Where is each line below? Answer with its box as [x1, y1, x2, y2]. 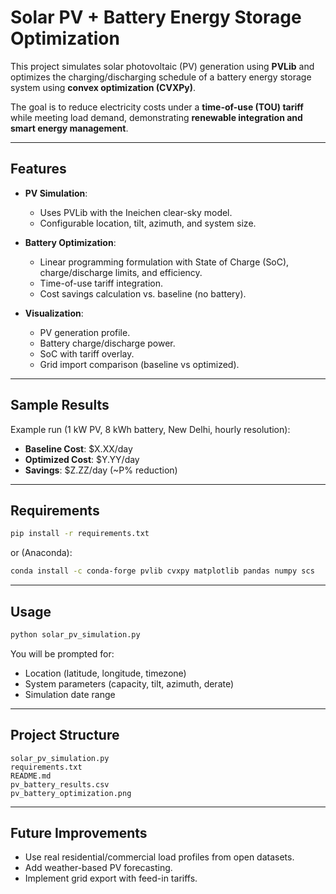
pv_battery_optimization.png [10, 788, 132, 798]
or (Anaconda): [10, 547, 73, 559]
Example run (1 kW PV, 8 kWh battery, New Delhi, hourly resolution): [10, 423, 291, 435]
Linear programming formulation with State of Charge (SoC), [39, 256, 290, 268]
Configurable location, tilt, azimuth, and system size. [39, 217, 257, 229]
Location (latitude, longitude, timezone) [24, 667, 187, 679]
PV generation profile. [39, 326, 131, 338]
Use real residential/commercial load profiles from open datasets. [24, 851, 295, 863]
